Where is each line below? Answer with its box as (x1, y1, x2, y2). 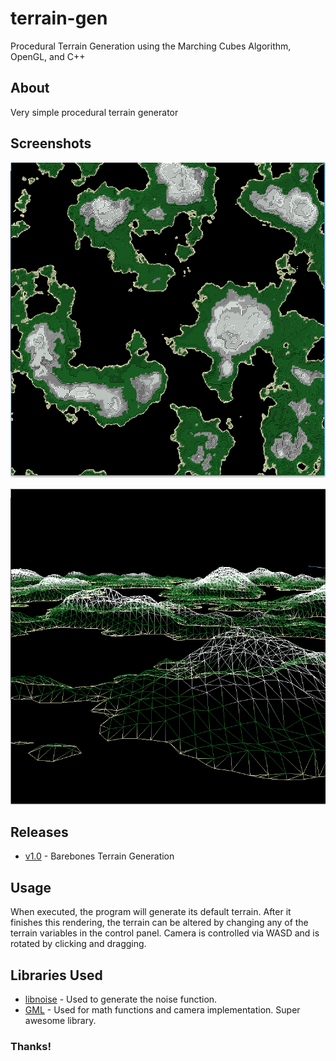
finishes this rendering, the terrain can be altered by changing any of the (10, 917, 309, 929)
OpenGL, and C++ (10, 50, 86, 62)
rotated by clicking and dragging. (10, 938, 147, 950)
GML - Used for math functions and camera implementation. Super (24, 1004, 301, 1016)
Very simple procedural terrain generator (10, 106, 179, 118)
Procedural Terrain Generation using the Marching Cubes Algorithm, (10, 40, 292, 52)
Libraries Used (10, 967, 103, 984)
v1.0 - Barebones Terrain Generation (24, 850, 175, 862)
